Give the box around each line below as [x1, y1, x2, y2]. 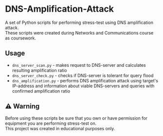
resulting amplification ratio [12, 67, 67, 73]
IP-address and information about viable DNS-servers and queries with [12, 83, 155, 89]
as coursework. [5, 35, 36, 41]
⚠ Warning [5, 102, 40, 111]
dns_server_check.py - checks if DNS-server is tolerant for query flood [12, 72, 154, 78]
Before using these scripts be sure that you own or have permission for [5, 115, 147, 121]
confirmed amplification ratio [12, 88, 71, 94]
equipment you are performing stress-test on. [5, 120, 97, 126]
